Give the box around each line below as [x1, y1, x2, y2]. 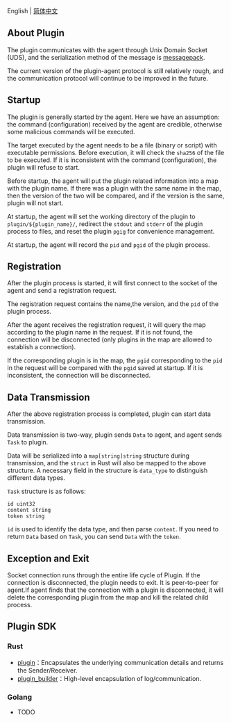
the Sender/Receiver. [17, 666, 78, 674]
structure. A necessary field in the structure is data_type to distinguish [7, 466, 208, 475]
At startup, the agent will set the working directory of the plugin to [7, 212, 196, 220]
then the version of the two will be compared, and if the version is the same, [7, 191, 225, 200]
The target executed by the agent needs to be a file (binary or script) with [7, 141, 217, 149]
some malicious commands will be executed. [7, 127, 135, 136]
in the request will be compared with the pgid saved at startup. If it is [7, 364, 203, 372]
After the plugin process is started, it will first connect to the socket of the [7, 279, 218, 287]
